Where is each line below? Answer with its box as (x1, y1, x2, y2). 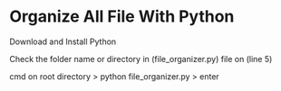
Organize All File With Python (9, 6, 235, 27)
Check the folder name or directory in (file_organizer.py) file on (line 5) (9, 53, 273, 64)
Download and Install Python (9, 36, 117, 47)
